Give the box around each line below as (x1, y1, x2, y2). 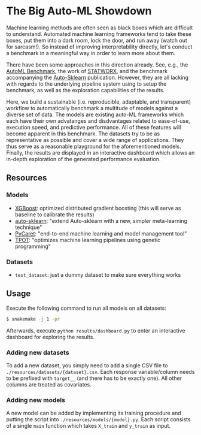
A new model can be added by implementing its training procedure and (6, 409, 181, 417)
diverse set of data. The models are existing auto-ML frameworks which (6, 111, 184, 118)
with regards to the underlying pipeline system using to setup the (6, 80, 167, 87)
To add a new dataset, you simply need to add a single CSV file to (6, 361, 169, 369)
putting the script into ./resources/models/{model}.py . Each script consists (6, 416, 191, 423)
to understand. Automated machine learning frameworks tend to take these (6, 30, 192, 37)
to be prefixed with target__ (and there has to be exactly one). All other (6, 374, 182, 382)
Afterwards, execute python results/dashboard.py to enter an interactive (6, 327, 185, 334)
